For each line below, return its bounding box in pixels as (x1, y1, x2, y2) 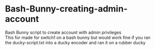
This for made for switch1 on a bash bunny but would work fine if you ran (5, 35, 151, 40)
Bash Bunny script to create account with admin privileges (5, 29, 122, 35)
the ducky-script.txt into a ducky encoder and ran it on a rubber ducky (5, 39, 146, 45)
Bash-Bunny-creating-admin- (5, 3, 128, 14)
